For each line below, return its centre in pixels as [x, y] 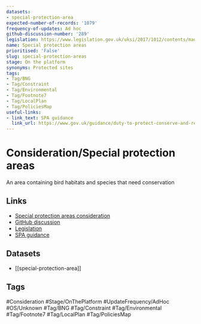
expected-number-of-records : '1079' [52, 23]
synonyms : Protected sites [40, 67]
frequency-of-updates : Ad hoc [44, 28]
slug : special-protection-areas [46, 56]
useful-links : [24, 112]
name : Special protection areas [46, 46]
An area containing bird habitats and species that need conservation [90, 182]
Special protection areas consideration [63, 215]
